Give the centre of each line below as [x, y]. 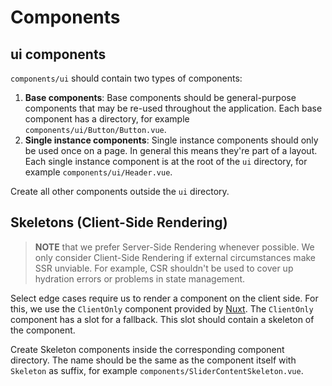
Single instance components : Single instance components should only [171, 140]
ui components [58, 54]
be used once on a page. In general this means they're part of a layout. [171, 150]
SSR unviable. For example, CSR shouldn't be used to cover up [164, 268]
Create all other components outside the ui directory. [120, 191]
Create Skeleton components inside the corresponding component [147, 349]
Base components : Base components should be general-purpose [160, 97]
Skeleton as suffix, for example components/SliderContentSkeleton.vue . [157, 370]
